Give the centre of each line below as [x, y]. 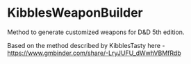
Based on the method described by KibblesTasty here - [86, 45]
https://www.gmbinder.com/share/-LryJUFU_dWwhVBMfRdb [94, 53]
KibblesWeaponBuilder [75, 13]
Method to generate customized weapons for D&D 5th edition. [96, 32]
